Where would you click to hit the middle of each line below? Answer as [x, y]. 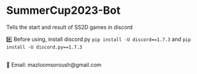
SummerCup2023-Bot [63, 11]
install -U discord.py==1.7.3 [44, 47]
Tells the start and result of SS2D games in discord [69, 27]
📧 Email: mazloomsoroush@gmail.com [54, 64]
